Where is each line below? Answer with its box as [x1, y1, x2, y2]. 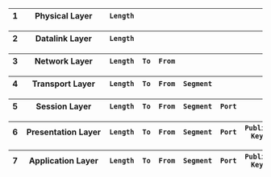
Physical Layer [35, 10, 93, 21]
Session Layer [35, 101, 92, 112]
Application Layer [28, 155, 99, 166]
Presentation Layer [26, 126, 102, 138]
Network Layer [34, 56, 93, 67]
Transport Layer [31, 78, 95, 89]
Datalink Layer [35, 33, 93, 43]
